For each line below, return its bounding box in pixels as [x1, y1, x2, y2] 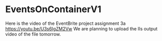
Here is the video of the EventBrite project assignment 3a [5, 20, 126, 26]
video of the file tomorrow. [5, 31, 61, 37]
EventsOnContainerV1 [5, 4, 102, 15]
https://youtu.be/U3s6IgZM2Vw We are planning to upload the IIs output [5, 25, 158, 31]
